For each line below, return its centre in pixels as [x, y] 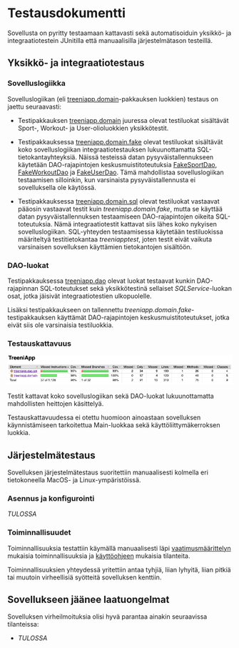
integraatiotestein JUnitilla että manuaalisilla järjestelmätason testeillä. [110, 40]
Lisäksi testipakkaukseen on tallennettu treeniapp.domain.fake [100, 309]
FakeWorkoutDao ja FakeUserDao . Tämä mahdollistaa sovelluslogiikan [121, 172]
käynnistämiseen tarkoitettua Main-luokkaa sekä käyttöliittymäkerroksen [114, 425]
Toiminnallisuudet [39, 532]
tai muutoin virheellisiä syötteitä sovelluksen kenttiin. [85, 577]
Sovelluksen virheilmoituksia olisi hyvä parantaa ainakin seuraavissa [107, 617]
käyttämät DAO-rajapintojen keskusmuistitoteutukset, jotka [143, 317]
